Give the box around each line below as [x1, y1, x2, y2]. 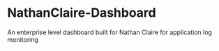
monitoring [7, 35, 38, 43]
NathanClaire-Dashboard [7, 5, 156, 21]
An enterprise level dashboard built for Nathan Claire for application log [7, 28, 213, 36]
